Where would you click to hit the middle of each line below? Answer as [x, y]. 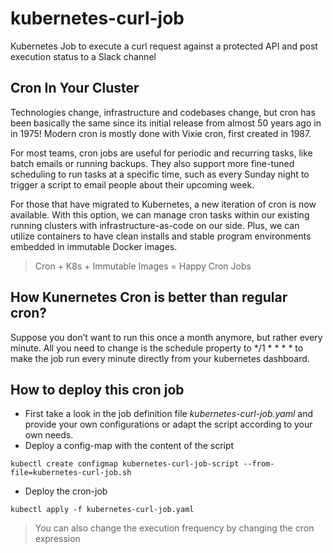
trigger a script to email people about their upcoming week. [132, 184]
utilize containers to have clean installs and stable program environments [161, 236]
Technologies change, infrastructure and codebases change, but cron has [163, 112]
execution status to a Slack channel [83, 56]
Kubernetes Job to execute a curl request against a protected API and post [164, 46]
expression [57, 539]
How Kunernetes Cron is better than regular [149, 297]
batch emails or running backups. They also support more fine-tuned [152, 163]
